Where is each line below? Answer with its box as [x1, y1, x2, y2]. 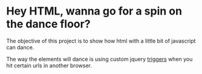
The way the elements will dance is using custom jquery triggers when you [6, 55, 193, 62]
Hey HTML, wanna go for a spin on [6, 4, 183, 18]
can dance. [6, 44, 34, 51]
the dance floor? [6, 17, 91, 31]
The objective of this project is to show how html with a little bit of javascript [6, 37, 196, 44]
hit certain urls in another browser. [6, 62, 92, 69]
